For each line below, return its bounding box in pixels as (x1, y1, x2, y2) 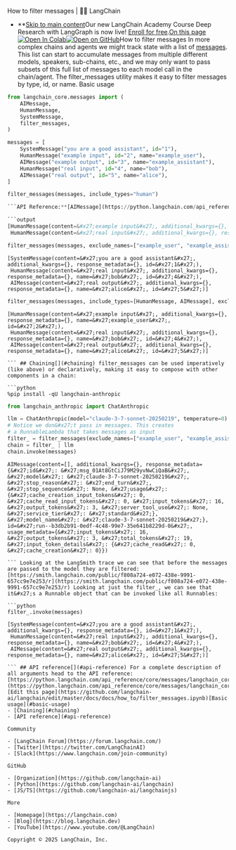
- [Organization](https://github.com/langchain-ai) (7, 774, 162, 782)
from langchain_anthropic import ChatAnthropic (7, 403, 150, 410)
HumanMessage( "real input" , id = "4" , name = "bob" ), (20, 165, 169, 172)
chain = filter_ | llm (7, 442, 74, 449)
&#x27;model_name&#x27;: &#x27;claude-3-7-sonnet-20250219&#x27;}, (7, 516, 209, 523)
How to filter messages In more (119, 35, 211, 44)
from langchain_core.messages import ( (7, 94, 124, 101)
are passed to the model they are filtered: (7, 565, 140, 572)
